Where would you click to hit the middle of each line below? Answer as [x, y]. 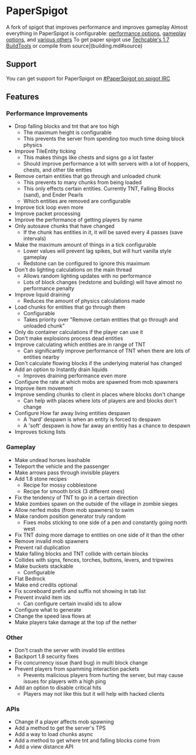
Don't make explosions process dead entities [69, 338]
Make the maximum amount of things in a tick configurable [85, 245]
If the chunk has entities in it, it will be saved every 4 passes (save [103, 232]
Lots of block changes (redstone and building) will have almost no [103, 282]
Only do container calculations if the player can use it [79, 332]
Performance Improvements [47, 114]
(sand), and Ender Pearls [53, 195]
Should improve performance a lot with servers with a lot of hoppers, [106, 164]
